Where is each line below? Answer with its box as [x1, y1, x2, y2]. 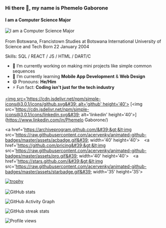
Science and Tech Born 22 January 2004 [5, 44, 89, 50]
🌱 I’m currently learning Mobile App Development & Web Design [12, 74, 145, 79]
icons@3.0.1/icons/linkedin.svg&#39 [5, 112, 79, 118]
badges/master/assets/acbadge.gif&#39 [5, 137, 88, 143]
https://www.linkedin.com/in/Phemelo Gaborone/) [6, 117, 109, 123]
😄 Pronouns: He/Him [12, 79, 56, 85]
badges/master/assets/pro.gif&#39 [5, 153, 77, 159]
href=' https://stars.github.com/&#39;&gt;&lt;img [5, 158, 103, 164]
